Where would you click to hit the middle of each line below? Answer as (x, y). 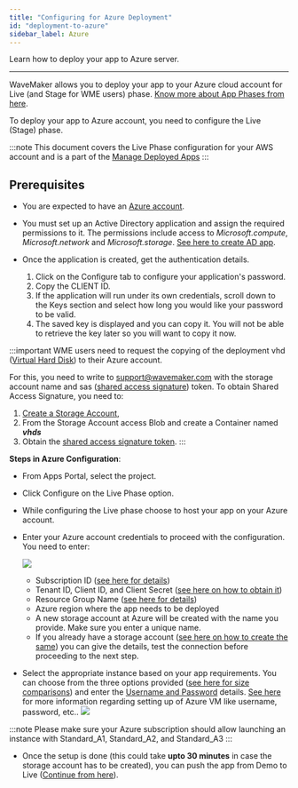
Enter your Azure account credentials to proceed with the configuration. (153, 537)
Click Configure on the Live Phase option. (98, 493)
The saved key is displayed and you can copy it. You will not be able (160, 324)
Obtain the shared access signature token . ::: (104, 442)
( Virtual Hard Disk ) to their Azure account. (86, 360)
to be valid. (56, 314)
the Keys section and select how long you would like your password (159, 305)
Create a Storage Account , (71, 413)
